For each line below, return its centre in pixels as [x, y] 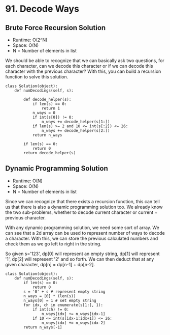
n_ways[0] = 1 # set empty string [60, 300]
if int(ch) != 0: [51, 309]
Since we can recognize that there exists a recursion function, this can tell [82, 201]
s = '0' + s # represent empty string [64, 291]
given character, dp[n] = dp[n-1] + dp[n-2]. [50, 264]
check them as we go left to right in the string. [53, 244]
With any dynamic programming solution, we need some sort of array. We [82, 228]
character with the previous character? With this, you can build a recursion [83, 71]
